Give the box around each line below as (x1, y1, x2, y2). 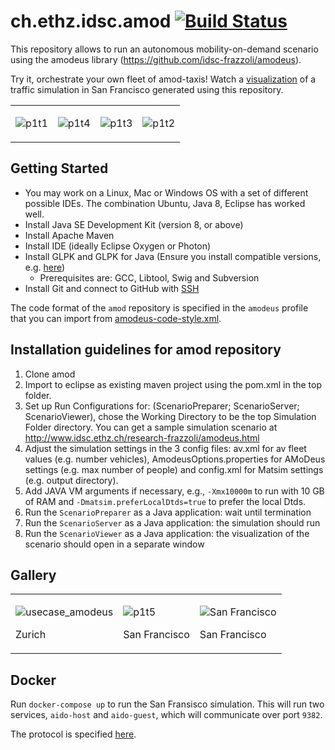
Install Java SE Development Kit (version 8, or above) (24, 218, 244, 230)
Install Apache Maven (24, 229, 115, 241)
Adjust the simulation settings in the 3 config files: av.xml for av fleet (24, 442, 307, 454)
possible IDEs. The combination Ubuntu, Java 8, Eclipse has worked (24, 197, 306, 209)
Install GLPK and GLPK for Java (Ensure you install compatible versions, (24, 250, 322, 262)
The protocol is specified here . (10, 728, 137, 740)
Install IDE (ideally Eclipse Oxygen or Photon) (24, 240, 212, 252)
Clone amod (24, 368, 76, 380)
